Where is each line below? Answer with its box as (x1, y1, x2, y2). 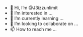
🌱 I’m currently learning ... (10, 15, 64, 21)
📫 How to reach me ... (10, 26, 57, 32)
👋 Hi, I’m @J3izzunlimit (10, 5, 58, 10)
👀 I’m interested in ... (10, 10, 53, 16)
